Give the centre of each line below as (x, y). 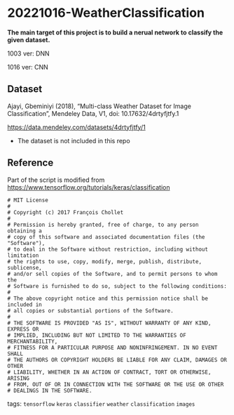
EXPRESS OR (23, 329)
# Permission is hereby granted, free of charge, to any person (103, 225)
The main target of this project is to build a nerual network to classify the (115, 32)
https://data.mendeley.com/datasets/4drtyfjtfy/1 (76, 127)
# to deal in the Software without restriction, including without (108, 249)
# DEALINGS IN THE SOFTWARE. (50, 390)
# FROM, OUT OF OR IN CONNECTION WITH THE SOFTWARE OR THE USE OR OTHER (116, 384)
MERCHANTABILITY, (33, 341)
